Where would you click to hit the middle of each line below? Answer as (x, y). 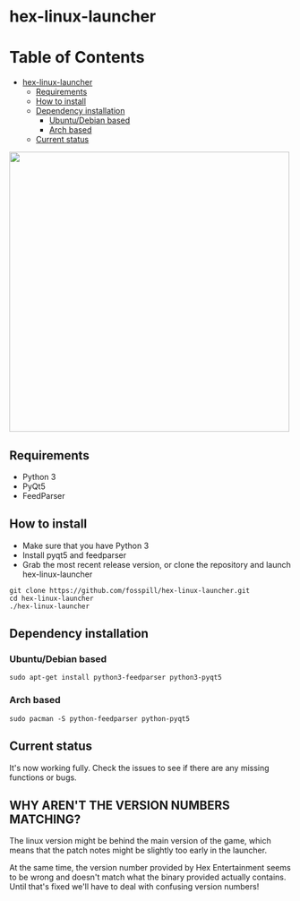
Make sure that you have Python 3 (86, 545)
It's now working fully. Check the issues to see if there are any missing (140, 768)
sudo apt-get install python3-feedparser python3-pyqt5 (116, 678)
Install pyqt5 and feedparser (74, 555)
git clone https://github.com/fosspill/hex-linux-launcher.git (130, 590)
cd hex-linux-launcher (51, 598)
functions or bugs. (43, 777)
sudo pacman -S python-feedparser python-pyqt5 (100, 718)
